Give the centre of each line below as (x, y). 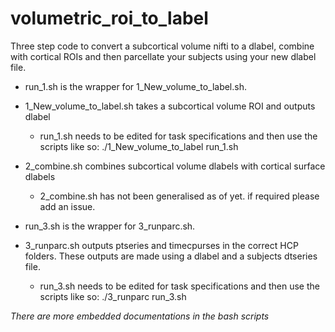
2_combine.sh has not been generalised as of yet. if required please (179, 196)
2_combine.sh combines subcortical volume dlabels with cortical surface (175, 166)
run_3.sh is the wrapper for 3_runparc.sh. (110, 226)
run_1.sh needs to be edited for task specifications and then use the (178, 136)
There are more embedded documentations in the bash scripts (140, 316)
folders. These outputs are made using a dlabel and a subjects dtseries (171, 256)
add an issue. (67, 206)
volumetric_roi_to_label (109, 18)
